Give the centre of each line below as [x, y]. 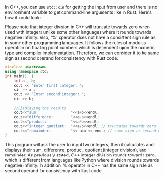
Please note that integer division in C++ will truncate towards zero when [78, 27]
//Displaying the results [40, 108]
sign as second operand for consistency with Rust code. [62, 58]
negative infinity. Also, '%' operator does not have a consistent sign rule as [80, 37]
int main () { [20, 76]
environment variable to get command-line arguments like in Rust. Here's [79, 12]
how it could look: [23, 17]
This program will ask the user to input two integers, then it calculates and [79, 145]
